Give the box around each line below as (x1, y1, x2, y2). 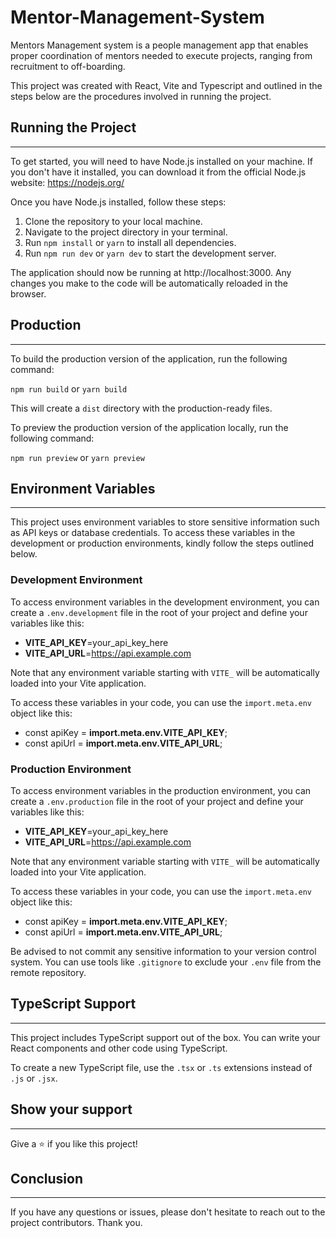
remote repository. (10, 966, 87, 978)
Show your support (10, 1101, 133, 1118)
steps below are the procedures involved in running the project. (10, 90, 272, 102)
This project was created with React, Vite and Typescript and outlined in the (10, 79, 323, 91)
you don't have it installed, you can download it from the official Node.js (10, 166, 307, 178)
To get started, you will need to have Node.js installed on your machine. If (10, 155, 314, 167)
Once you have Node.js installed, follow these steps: (10, 196, 227, 208)
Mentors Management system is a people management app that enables (10, 39, 309, 51)
